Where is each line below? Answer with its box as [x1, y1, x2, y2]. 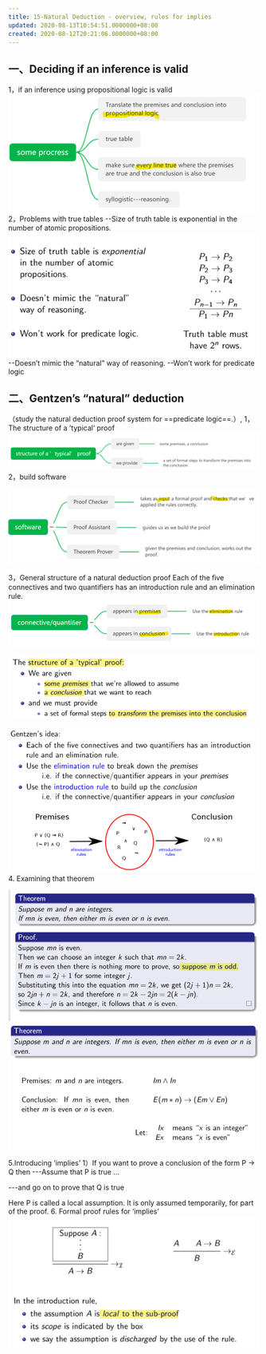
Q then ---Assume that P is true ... [8, 1166, 119, 1177]
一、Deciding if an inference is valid [8, 62, 189, 76]
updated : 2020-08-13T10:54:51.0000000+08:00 [8, 21, 158, 30]
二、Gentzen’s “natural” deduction [8, 391, 185, 405]
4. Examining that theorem [8, 873, 95, 883]
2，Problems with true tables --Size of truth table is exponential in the [8, 214, 238, 224]
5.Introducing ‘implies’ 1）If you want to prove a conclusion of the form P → [8, 1158, 256, 1167]
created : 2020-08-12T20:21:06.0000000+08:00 [8, 30, 158, 38]
